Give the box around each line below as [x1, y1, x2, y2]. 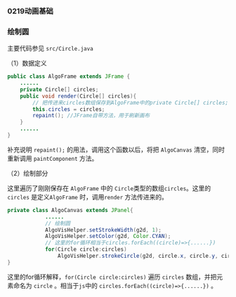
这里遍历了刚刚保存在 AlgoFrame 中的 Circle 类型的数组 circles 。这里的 [7, 184, 211, 192]
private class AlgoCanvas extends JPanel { [7, 206, 133, 213]
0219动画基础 [7, 6, 54, 15]
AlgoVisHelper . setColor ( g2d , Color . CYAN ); [44, 233, 171, 240]
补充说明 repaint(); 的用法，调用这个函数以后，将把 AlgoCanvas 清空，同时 [7, 145, 225, 154]
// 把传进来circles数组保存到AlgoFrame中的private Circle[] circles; [32, 99, 229, 106]
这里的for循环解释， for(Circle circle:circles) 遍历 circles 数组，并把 [7, 272, 217, 281]
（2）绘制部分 [7, 169, 48, 177]
